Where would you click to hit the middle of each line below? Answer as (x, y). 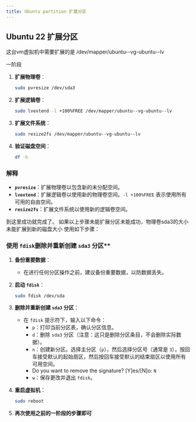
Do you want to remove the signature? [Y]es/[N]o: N (94, 371)
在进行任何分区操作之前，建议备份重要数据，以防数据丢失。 (95, 272)
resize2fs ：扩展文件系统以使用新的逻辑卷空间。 (73, 210)
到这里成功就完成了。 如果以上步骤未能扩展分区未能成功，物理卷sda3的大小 (97, 222)
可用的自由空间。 (35, 202)
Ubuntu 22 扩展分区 (42, 37)
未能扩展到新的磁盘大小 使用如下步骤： (53, 229)
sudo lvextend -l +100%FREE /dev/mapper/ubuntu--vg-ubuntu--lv (93, 111)
